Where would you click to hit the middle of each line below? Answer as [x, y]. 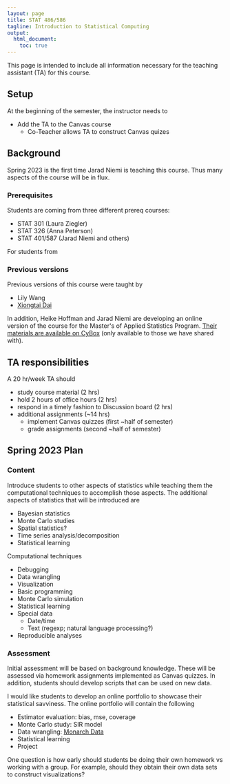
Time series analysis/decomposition [68, 535]
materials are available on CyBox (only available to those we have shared [111, 333]
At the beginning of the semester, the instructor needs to [87, 110]
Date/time [41, 620]
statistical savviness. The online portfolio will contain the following [101, 704]
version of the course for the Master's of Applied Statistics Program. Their [112, 326]
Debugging [33, 569]
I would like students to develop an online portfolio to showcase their [104, 696]
